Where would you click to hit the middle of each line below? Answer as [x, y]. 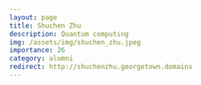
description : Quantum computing [69, 34]
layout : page [33, 17]
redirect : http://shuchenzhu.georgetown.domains [101, 67]
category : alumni [41, 58]
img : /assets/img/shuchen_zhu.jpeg [75, 42]
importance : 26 [37, 50]
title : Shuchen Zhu [45, 26]
